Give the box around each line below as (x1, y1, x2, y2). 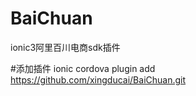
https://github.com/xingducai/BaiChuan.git (10, 73, 187, 86)
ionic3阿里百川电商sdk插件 (10, 41, 121, 53)
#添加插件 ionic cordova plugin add (10, 62, 156, 74)
